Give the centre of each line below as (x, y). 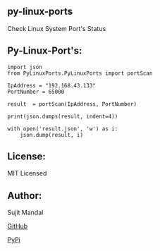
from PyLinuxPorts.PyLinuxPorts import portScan (80, 73)
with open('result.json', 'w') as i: (63, 129)
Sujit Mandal (25, 213)
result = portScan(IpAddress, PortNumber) (72, 104)
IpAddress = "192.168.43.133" (52, 85)
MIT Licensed (27, 173)
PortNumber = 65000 (36, 92)
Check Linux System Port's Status (57, 28)
